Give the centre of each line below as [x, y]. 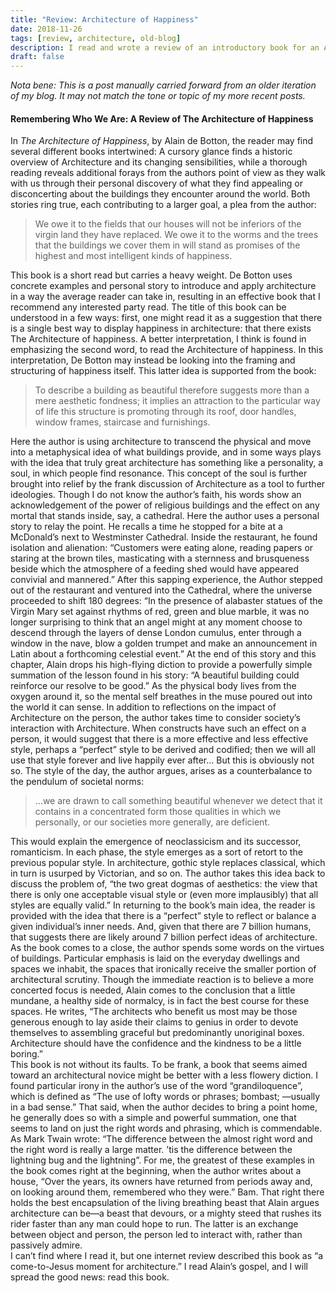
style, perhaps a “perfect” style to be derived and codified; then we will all [163, 750]
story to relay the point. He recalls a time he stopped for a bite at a [146, 527]
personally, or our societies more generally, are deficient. [152, 822]
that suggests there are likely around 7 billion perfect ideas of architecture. [164, 937]
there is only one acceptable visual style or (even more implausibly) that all [164, 895]
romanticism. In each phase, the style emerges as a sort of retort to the [156, 852]
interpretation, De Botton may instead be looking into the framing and [153, 360]
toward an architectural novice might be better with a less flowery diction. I [164, 1075]
